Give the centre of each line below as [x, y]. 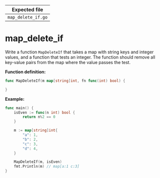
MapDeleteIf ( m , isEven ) [38, 162]
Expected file [28, 10]
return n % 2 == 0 [39, 117]
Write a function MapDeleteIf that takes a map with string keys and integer [80, 52]
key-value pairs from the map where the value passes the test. [68, 62]
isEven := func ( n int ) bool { [45, 112]
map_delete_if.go [28, 17]
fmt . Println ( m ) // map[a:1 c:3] [47, 167]
